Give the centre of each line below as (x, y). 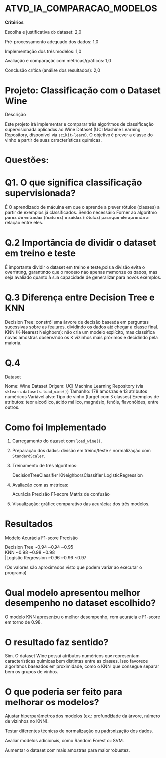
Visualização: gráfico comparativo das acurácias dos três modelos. (81, 504)
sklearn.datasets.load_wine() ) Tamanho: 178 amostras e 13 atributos (76, 391)
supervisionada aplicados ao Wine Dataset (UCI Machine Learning (73, 129)
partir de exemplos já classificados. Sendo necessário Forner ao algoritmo (81, 212)
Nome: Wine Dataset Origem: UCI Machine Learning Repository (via (74, 386)
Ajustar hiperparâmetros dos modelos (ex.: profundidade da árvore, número (83, 716)
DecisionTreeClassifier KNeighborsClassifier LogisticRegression (77, 475)
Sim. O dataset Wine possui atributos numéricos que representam (72, 656)
